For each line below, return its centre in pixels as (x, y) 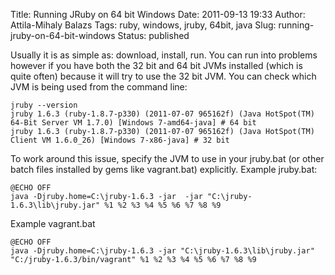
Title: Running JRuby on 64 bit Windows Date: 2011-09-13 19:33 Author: (158, 14)
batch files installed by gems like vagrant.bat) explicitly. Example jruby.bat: (164, 169)
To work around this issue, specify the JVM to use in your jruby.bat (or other (167, 158)
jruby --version (44, 105)
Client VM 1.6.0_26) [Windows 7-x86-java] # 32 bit (120, 140)
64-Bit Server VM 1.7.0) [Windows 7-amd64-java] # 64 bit (133, 123)
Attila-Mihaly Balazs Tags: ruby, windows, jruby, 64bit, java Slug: (143, 25)
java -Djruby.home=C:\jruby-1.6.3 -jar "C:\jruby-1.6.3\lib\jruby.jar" (162, 251)
